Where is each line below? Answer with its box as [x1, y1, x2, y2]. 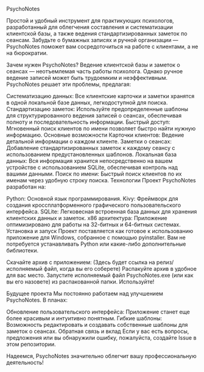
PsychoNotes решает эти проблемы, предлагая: [6, 80, 132, 88]
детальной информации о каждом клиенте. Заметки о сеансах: [6, 138, 172, 145]
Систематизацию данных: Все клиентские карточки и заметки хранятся [6, 93, 195, 99]
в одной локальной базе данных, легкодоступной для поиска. [6, 99, 168, 106]
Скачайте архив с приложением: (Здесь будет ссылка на [6, 259, 155, 266]
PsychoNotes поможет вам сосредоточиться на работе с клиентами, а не [6, 43, 199, 50]
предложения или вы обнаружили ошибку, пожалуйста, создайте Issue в [6, 334, 197, 341]
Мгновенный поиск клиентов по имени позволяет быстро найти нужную [6, 125, 196, 132]
